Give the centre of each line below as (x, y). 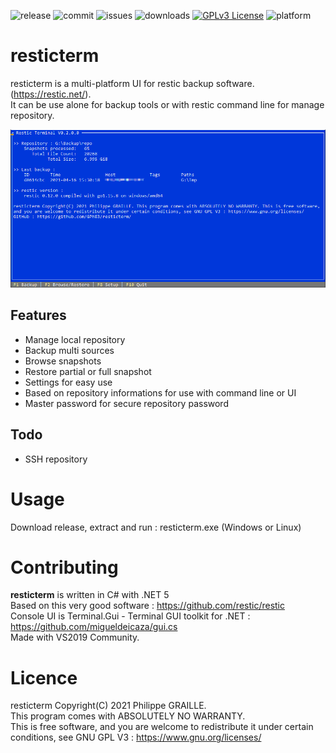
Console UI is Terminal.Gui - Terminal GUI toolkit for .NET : (130, 616)
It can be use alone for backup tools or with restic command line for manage (167, 104)
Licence (44, 677)
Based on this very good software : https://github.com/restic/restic (148, 606)
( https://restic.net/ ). (51, 94)
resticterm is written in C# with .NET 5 (90, 595)
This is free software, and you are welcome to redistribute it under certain (162, 727)
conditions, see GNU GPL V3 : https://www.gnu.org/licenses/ (136, 737)
